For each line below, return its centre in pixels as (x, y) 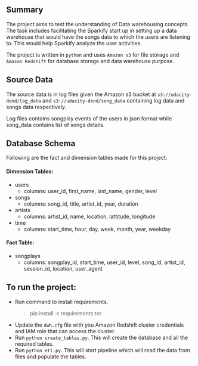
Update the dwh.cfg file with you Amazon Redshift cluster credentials (99, 325)
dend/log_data (24, 101)
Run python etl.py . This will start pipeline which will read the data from (103, 350)
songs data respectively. (36, 107)
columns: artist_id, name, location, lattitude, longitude (89, 216)
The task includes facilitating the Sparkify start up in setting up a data (92, 30)
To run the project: (41, 288)
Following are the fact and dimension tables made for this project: (87, 158)
